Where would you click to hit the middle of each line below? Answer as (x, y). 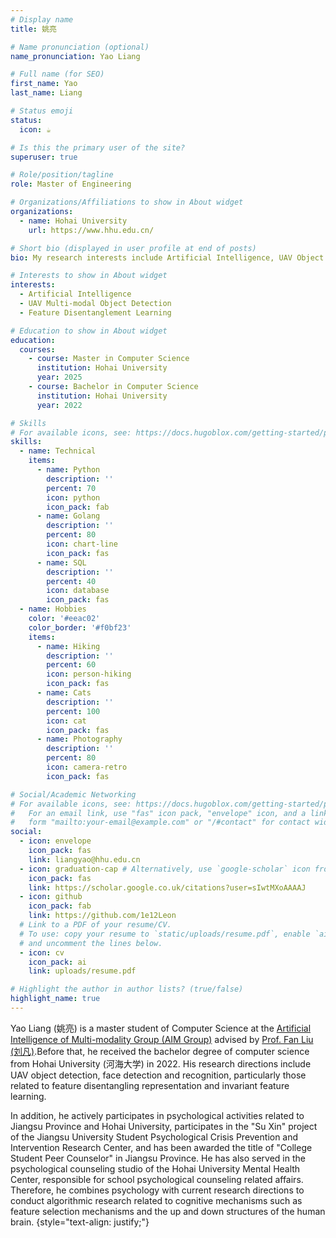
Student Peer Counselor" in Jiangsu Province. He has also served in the (158, 1158)
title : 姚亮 (33, 29)
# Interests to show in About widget (89, 276)
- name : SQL (61, 562)
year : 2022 (59, 405)
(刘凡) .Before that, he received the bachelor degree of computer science (160, 1051)
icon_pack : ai (57, 962)
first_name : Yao (44, 84)
